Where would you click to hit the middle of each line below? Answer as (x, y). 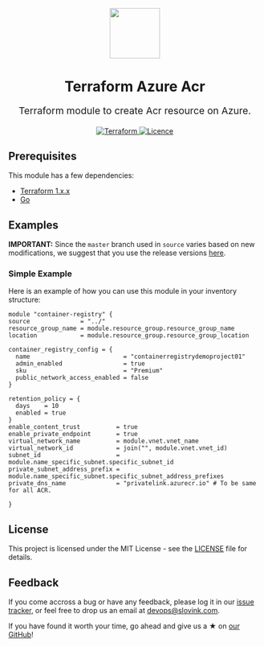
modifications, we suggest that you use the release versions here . (117, 253)
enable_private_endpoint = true (73, 435)
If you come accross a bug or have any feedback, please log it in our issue (131, 602)
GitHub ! (21, 635)
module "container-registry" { (61, 315)
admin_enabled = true (81, 364)
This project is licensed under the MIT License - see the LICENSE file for (128, 549)
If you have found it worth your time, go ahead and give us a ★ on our (124, 626)
